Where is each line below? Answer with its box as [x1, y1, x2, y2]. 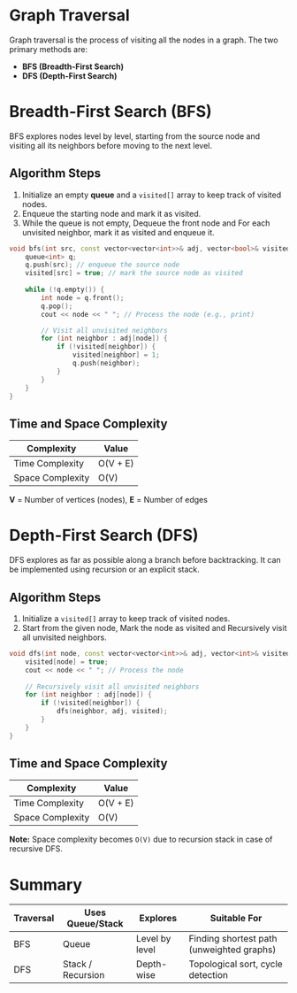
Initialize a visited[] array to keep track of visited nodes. [21, 613, 231, 624]
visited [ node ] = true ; [25, 657, 109, 666]
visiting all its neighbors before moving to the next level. [9, 140, 213, 150]
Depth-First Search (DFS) [9, 526, 199, 545]
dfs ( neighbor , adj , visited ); [56, 707, 168, 716]
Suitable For [209, 912, 263, 925]
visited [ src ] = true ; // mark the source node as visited [25, 269, 243, 278]
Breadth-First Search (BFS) [9, 102, 212, 122]
